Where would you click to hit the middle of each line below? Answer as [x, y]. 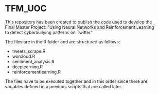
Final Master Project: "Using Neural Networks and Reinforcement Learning [79, 27]
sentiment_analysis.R [33, 61]
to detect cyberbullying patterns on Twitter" [49, 32]
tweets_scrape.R [29, 51]
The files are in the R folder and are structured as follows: [62, 41]
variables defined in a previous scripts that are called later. [64, 86]
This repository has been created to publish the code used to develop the [79, 22]
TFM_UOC [26, 9]
